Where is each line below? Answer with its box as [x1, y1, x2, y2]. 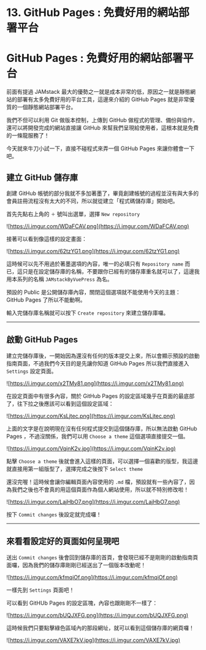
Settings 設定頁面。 [6, 367, 57, 375]
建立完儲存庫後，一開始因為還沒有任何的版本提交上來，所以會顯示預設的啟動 [6, 352, 200, 359]
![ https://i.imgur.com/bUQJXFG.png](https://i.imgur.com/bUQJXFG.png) [6, 611, 189, 619]
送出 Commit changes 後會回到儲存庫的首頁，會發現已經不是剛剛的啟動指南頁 [6, 553, 199, 561]
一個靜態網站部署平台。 [17, 104, 77, 111]
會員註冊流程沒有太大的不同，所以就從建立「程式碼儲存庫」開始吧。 [6, 197, 178, 204]
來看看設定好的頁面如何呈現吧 [6, 536, 120, 546]
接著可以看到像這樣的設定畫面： [6, 235, 87, 242]
